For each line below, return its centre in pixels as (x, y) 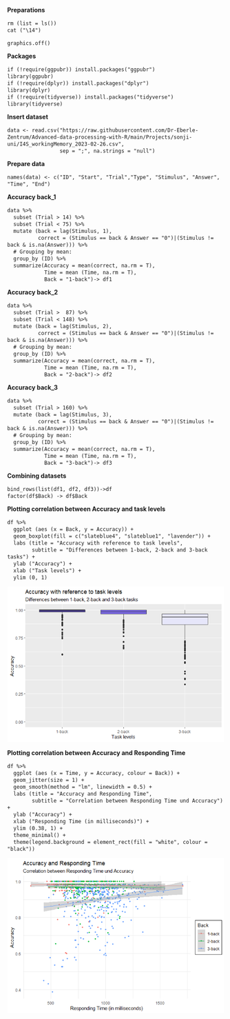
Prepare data (26, 164)
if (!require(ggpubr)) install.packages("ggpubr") (81, 70)
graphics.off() (29, 43)
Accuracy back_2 (33, 292)
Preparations (26, 10)
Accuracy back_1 (32, 197)
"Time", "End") (29, 184)
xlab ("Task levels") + (47, 571)
